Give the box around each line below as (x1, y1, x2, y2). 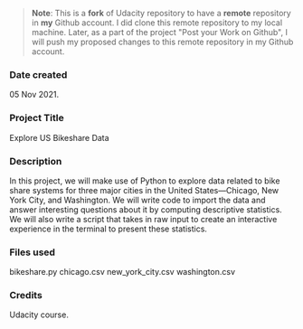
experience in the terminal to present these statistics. (9, 223, 208, 234)
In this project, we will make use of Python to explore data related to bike (9, 175, 280, 186)
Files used (9, 246, 56, 258)
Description (9, 155, 62, 167)
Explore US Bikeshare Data (9, 132, 110, 143)
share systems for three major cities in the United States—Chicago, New (9, 184, 279, 195)
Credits (9, 289, 43, 302)
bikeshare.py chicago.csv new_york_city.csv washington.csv (9, 267, 236, 277)
